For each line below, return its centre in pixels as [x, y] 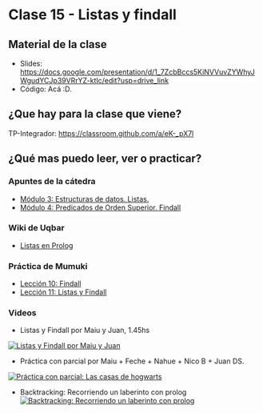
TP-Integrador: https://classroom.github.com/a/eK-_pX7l [101, 133]
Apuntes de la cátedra [52, 182]
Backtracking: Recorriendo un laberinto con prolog [103, 392]
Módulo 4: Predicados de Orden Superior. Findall [100, 207]
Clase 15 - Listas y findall [93, 15]
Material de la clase [58, 44]
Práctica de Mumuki [48, 266]
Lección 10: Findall [50, 284]
